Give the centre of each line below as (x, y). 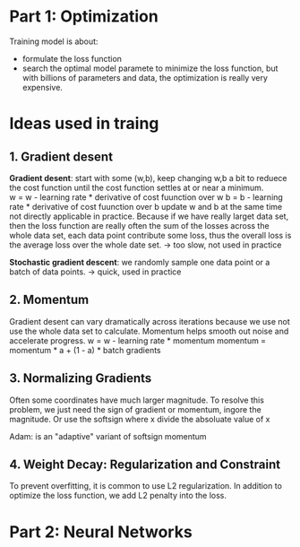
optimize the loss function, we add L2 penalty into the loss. (118, 496)
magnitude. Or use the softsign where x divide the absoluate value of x (140, 419)
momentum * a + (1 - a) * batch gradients (85, 350)
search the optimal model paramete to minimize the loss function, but (150, 68)
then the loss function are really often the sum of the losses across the (140, 225)
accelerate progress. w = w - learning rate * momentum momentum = (138, 340)
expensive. (42, 87)
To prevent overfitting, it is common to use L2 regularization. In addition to (146, 486)
